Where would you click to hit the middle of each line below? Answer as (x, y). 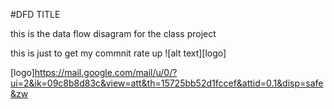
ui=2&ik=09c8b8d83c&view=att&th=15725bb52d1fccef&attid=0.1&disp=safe (167, 83)
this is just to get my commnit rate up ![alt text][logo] (118, 53)
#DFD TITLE (35, 14)
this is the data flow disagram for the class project (113, 33)
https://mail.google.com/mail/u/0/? (106, 72)
